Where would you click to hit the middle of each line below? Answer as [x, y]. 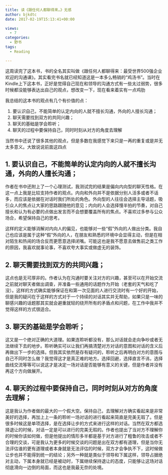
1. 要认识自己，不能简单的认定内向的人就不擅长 [77, 164]
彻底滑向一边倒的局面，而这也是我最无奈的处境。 [55, 467]
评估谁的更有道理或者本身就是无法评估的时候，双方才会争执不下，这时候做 [86, 448]
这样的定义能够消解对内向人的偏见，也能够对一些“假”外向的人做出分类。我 [82, 228]
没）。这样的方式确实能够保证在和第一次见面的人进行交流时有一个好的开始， [83, 290]
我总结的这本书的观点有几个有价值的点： [47, 100]
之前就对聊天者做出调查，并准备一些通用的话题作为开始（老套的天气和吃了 [82, 284]
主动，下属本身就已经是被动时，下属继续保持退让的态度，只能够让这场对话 [86, 461]
